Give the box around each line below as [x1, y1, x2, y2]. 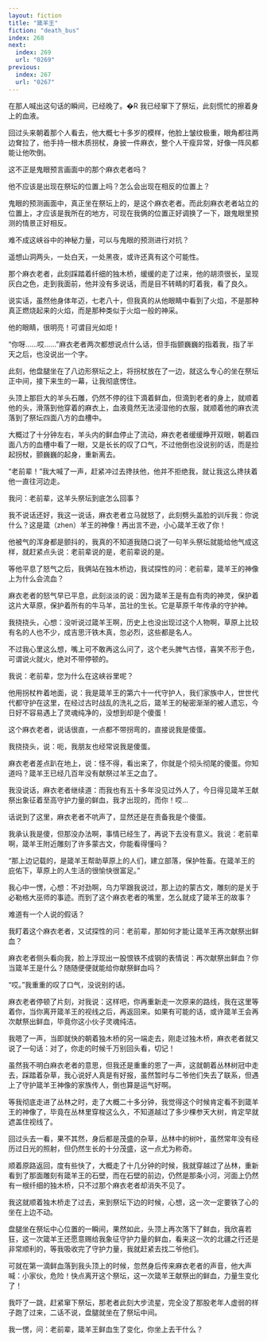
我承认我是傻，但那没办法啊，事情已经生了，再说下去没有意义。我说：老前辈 [8, 829, 259, 838]
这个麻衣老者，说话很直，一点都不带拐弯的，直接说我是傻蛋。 [8, 725, 211, 734]
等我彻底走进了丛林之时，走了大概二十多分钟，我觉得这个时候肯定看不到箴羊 [8, 1097, 259, 1107]
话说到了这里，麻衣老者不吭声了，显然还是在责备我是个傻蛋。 [8, 812, 211, 821]
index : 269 [15, 48, 52, 56]
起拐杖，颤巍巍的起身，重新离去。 [8, 450, 120, 459]
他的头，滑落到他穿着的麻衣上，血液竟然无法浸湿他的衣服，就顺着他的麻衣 [8, 403, 252, 412]
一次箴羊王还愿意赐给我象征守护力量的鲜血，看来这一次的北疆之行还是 [29, 1234, 259, 1243]
